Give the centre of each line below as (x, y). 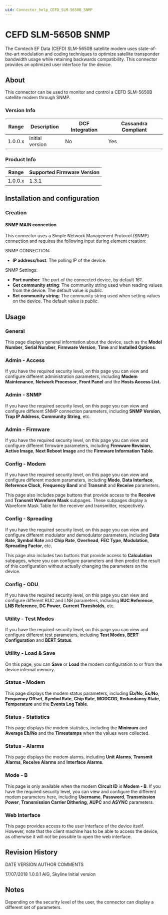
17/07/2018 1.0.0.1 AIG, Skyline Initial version (50, 874)
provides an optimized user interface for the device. (58, 64)
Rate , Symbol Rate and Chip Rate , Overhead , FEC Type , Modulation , (77, 540)
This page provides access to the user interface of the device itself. (75, 826)
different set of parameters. (33, 907)
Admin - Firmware (27, 429)
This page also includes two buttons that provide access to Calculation (79, 555)
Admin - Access (25, 360)
